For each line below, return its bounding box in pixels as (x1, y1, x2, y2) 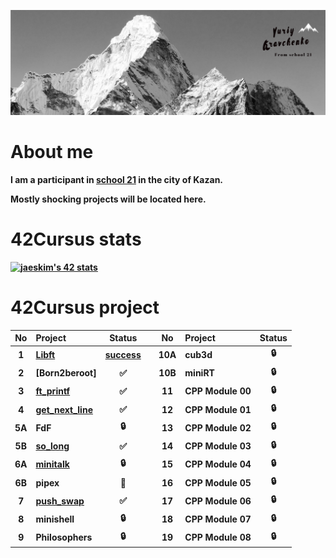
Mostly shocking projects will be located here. (10, 193, 207, 205)
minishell (35, 513, 75, 525)
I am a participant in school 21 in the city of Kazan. (10, 173, 224, 185)
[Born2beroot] (35, 367, 97, 379)
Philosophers (35, 531, 93, 544)
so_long (35, 440, 70, 452)
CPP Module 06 (184, 495, 252, 507)
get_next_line (35, 403, 93, 415)
